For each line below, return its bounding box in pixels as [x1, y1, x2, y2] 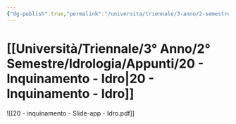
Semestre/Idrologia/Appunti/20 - [6, 56, 204, 71]
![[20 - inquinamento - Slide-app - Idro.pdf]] [6, 108, 135, 117]
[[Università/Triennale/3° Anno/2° [6, 40, 211, 56]
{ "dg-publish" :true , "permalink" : [6, 10, 105, 18]
